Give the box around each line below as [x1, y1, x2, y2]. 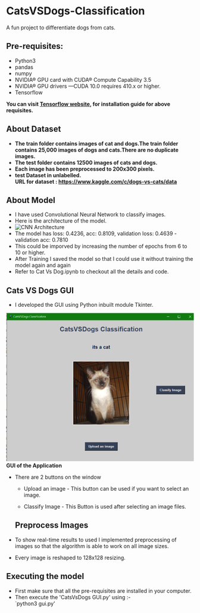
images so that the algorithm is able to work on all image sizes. [14, 542, 169, 550]
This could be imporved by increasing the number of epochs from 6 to [14, 243, 187, 250]
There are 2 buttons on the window [14, 473, 101, 480]
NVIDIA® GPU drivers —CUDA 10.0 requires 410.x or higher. [14, 82, 161, 90]
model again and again [14, 261, 71, 269]
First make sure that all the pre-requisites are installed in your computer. [14, 587, 192, 594]
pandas [14, 63, 34, 70]
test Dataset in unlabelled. [14, 171, 82, 178]
